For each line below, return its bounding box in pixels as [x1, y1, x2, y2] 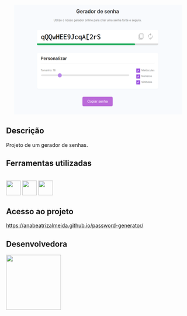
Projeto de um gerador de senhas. [6, 141, 88, 148]
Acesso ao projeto [6, 207, 74, 217]
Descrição [6, 126, 44, 136]
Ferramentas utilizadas [6, 159, 92, 169]
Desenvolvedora [6, 239, 67, 249]
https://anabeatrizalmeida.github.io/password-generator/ [6, 222, 144, 229]
